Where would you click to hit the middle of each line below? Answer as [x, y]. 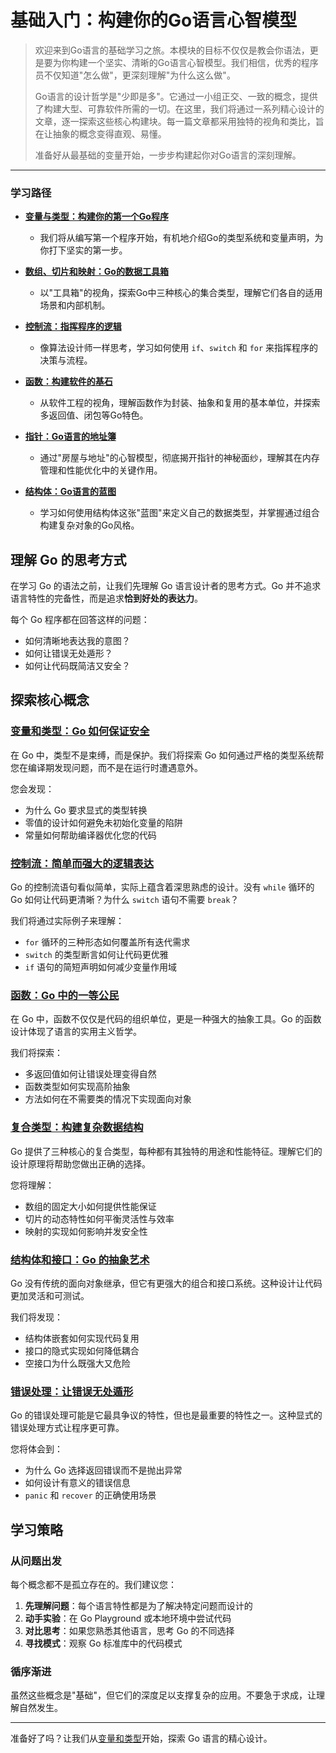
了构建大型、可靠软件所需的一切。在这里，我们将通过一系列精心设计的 [179, 108]
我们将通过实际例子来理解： [67, 921]
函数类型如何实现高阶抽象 [77, 1087]
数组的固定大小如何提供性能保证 [90, 1206]
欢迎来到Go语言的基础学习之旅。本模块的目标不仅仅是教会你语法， [172, 50]
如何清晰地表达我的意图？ [77, 641]
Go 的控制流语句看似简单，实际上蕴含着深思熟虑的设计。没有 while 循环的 [162, 887]
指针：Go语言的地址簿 [70, 437]
